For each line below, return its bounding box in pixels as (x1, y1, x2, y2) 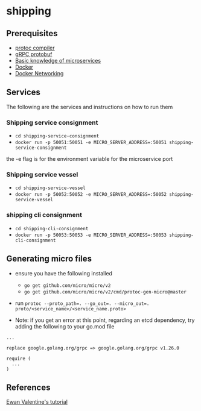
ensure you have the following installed (14, 269, 113, 277)
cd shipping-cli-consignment (14, 225, 89, 231)
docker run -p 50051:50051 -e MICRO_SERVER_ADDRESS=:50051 (14, 140, 167, 146)
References (6, 382, 51, 392)
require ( (6, 356, 31, 362)
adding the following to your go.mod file (14, 322, 115, 330)
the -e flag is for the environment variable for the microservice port (6, 155, 173, 163)
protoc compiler (14, 44, 56, 51)
